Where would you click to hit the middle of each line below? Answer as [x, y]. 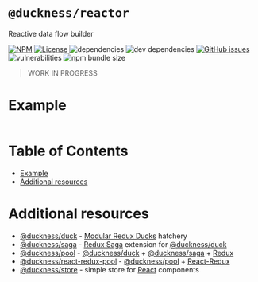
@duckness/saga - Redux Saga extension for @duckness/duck [123, 244]
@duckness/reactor [69, 13]
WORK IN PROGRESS [62, 72]
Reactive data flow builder [51, 33]
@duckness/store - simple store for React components [110, 269]
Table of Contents [68, 151]
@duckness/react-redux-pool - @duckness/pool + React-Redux [125, 261]
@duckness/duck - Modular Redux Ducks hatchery [104, 236]
